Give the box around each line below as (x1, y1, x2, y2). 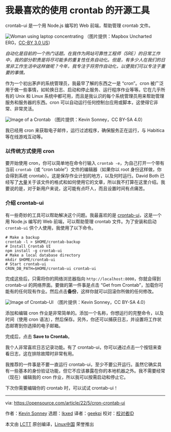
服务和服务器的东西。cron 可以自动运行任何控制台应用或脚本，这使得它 (5, 99, 154, 105)
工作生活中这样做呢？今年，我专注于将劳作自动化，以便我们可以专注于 (14, 63, 161, 69)
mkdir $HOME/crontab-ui (5, 257, 56, 262)
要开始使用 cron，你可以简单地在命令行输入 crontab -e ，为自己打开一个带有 (5, 160, 165, 166)
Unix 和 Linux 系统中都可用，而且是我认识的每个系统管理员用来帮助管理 (15, 92, 164, 99)
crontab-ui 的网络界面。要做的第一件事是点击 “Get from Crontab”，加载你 (5, 282, 159, 288)
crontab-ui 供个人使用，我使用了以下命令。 (5, 225, 96, 231)
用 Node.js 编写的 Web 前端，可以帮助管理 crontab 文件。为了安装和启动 (5, 218, 157, 224)
